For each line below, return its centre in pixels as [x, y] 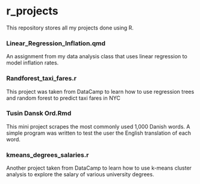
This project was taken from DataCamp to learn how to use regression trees [100, 91]
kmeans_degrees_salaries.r [48, 155]
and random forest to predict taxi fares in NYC [63, 98]
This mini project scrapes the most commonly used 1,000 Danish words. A [98, 126]
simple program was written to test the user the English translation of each [99, 133]
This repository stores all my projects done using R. [70, 28]
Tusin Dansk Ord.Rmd [39, 114]
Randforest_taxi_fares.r [42, 78]
